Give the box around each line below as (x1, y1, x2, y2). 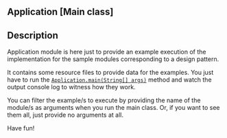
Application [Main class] (7, 6, 114, 18)
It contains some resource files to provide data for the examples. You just (7, 69, 214, 77)
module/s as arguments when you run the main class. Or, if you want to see (7, 104, 220, 112)
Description (7, 30, 58, 41)
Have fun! (7, 124, 35, 133)
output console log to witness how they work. (7, 83, 136, 91)
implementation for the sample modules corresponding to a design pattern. (7, 55, 219, 63)
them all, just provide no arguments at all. (7, 111, 123, 119)
